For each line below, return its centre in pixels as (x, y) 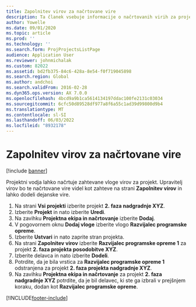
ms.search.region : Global (37, 77)
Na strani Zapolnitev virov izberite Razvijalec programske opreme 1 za (100, 243)
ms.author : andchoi (30, 82)
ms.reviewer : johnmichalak (39, 60)
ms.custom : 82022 (27, 66)
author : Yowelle (26, 22)
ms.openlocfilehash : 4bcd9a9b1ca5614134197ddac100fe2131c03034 (85, 98)
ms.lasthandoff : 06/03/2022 (40, 120)
